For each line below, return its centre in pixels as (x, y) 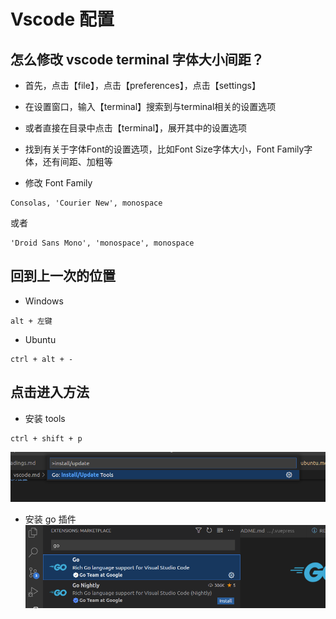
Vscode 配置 (62, 19)
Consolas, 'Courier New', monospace (86, 203)
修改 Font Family (58, 183)
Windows (44, 301)
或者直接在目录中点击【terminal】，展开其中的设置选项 (136, 128)
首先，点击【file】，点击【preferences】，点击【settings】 (142, 85)
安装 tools (45, 418)
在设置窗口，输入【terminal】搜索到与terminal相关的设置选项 (150, 106)
